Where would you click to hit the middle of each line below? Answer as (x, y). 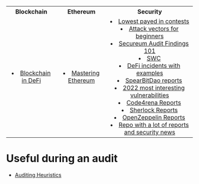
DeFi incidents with (154, 66)
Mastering (85, 73)
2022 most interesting (154, 88)
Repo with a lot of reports (154, 125)
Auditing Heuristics (38, 175)
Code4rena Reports (154, 103)
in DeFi (31, 80)
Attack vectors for (154, 29)
